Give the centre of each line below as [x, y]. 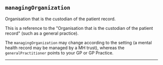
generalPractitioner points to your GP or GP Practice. [59, 52]
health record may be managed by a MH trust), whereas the [65, 48]
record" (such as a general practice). [42, 33]
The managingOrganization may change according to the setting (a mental [78, 42]
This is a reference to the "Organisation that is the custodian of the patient [79, 28]
